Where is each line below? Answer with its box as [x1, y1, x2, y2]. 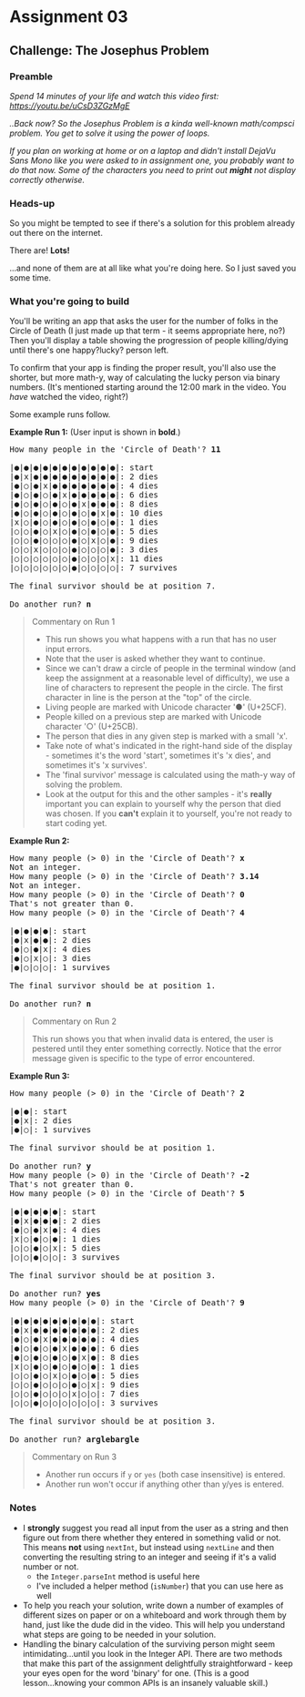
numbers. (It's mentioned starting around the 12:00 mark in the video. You [9, 382, 287, 393]
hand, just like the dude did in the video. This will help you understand [22, 1619, 285, 1630]
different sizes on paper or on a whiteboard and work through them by [22, 1610, 287, 1620]
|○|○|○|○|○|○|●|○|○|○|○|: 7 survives [9, 563, 178, 573]
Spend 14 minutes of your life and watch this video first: [9, 90, 219, 101]
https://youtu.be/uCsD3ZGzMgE [9, 100, 130, 111]
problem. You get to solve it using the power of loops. [9, 128, 210, 138]
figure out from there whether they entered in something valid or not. [22, 1532, 281, 1543]
